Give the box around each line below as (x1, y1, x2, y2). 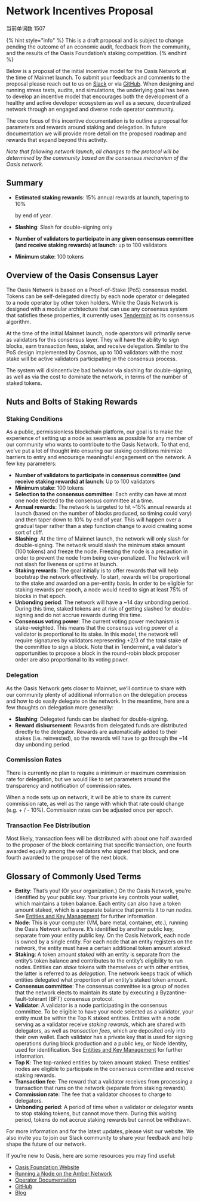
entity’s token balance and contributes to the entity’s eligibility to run (14, 957, 183, 964)
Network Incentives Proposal (6, 4, 153, 18)
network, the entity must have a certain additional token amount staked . (14, 944, 192, 951)
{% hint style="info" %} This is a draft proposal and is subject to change (6, 37, 184, 44)
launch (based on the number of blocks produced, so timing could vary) (14, 510, 192, 517)
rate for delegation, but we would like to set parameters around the (6, 775, 171, 782)
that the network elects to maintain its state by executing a (14, 989, 159, 996)
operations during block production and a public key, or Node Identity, (14, 1040, 188, 1047)
